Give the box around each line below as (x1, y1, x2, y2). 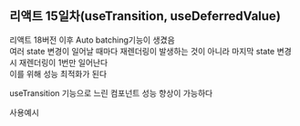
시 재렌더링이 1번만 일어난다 (9, 57, 109, 68)
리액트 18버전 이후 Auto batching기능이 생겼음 (9, 34, 175, 45)
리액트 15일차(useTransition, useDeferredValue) (9, 8, 281, 24)
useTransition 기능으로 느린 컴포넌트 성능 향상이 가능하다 (9, 87, 213, 98)
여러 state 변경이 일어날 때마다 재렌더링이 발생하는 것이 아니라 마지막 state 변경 (9, 45, 292, 56)
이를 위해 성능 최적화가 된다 (9, 68, 108, 79)
